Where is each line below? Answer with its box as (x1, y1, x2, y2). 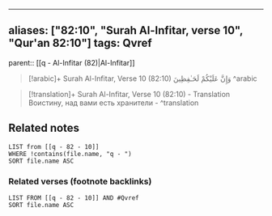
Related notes (8, 121, 79, 135)
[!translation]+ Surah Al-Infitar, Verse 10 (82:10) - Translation (28, 89, 231, 99)
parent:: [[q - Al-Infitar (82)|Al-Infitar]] (8, 57, 135, 67)
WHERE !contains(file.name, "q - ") (8, 150, 132, 158)
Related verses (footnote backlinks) (8, 176, 152, 187)
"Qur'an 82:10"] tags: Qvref (8, 36, 152, 50)
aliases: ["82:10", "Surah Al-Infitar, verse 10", (8, 23, 244, 37)
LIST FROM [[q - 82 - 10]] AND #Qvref (8, 193, 139, 202)
